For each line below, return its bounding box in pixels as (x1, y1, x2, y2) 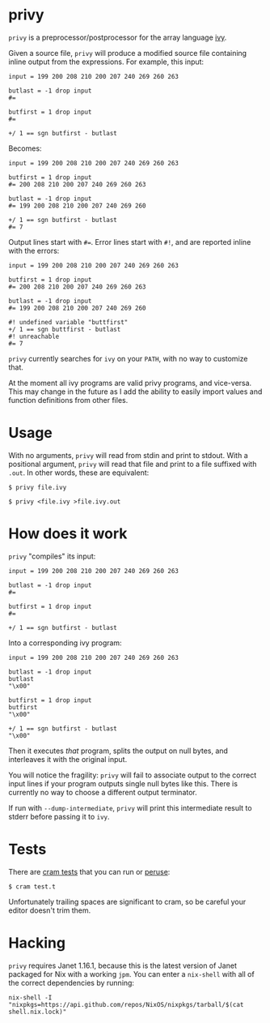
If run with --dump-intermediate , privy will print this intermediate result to (8, 803, 252, 812)
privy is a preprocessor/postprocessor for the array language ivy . (8, 32, 227, 42)
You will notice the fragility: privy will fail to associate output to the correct (8, 770, 257, 780)
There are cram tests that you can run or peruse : (8, 867, 171, 876)
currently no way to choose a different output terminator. (8, 787, 198, 797)
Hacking (8, 934, 66, 952)
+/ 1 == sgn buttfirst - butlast (8, 325, 121, 333)
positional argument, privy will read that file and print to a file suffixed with (8, 459, 257, 469)
